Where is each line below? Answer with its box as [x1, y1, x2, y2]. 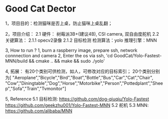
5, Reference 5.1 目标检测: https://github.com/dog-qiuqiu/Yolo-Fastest [5, 96, 149, 102]
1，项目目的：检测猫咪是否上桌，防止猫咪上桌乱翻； [5, 20, 113, 26]
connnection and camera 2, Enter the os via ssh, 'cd [5, 52, 113, 58]
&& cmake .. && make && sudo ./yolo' [28, 58, 105, 64]
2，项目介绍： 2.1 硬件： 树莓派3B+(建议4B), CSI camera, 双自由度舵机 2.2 [5, 31, 159, 37]
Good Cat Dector [5, 3, 76, 15]
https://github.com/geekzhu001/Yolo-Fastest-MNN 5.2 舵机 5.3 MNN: [5, 102, 149, 108]
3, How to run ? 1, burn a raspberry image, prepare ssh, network [5, 47, 138, 53]
